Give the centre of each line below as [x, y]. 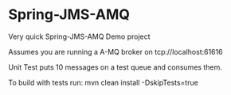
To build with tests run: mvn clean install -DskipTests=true [104, 82]
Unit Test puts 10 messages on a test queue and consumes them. [115, 67]
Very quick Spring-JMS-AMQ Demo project [79, 36]
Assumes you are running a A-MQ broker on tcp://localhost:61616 [115, 51]
